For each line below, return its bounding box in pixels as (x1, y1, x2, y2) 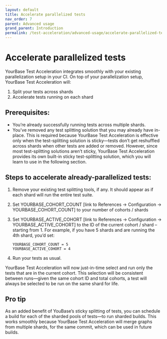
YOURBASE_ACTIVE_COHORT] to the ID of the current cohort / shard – (12, 221, 158, 227)
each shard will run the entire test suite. (12, 191, 93, 197)
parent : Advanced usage (5, 21, 55, 26)
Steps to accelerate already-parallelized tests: (5, 173, 152, 182)
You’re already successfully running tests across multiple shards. (12, 122, 146, 128)
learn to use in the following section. (12, 159, 87, 165)
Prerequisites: (5, 108, 50, 117)
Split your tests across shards (12, 88, 74, 95)
